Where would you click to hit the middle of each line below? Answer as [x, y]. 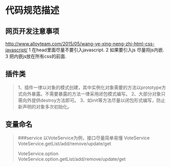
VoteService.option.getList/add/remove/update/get [72, 159]
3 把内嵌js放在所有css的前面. [36, 56]
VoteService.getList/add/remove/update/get [65, 143]
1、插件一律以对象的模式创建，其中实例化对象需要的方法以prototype [90, 87]
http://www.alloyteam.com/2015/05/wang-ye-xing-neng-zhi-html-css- [80, 44]
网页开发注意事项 [32, 31]
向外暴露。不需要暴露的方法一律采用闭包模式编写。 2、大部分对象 [92, 94]
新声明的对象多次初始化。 [45, 106]
